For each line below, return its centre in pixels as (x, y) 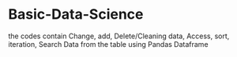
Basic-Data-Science (76, 14)
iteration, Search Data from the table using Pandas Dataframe (108, 44)
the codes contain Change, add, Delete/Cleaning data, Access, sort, (119, 36)
